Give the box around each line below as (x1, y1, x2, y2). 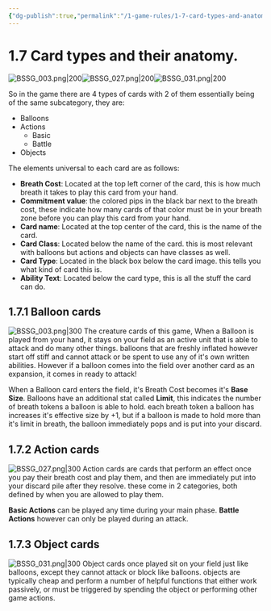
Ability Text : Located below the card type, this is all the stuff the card (19, 273, 252, 282)
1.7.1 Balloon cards (8, 304, 102, 319)
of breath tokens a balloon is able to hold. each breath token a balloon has (8, 402, 255, 412)
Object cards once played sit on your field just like (81, 559, 248, 568)
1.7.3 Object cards (8, 538, 100, 551)
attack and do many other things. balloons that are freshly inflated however (8, 344, 258, 354)
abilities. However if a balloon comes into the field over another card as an (8, 361, 256, 370)
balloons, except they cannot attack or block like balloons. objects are (8, 567, 240, 577)
